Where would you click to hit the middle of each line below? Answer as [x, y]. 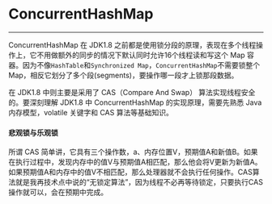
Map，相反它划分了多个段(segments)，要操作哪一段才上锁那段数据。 [123, 75]
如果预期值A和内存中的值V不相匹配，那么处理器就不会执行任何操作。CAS [130, 172]
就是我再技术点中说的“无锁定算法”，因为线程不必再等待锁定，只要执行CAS [139, 182]
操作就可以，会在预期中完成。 [58, 192]
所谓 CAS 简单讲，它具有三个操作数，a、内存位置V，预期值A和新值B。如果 [133, 152]
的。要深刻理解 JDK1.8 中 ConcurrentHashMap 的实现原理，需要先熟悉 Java [135, 102]
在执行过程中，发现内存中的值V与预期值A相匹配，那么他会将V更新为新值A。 [135, 162]
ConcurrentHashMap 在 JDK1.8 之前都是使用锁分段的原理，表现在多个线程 [132, 44]
